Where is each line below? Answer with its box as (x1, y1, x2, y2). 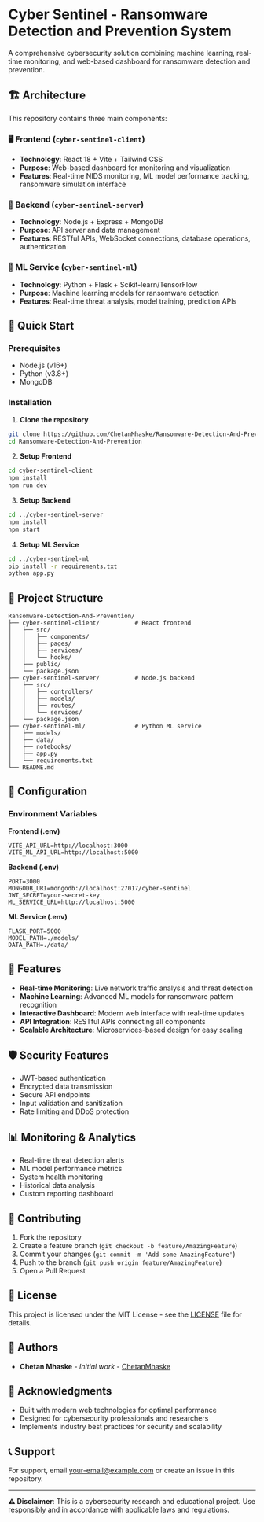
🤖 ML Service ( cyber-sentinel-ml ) (8, 262, 137, 273)
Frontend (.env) (8, 826, 60, 835)
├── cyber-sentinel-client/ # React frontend (8, 619, 192, 627)
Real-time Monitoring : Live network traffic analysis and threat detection (19, 983, 254, 993)
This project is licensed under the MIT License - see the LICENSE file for (8, 1310, 242, 1319)
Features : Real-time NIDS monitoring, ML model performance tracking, (19, 171, 250, 181)
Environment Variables (8, 809, 97, 820)
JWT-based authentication (19, 1074, 106, 1083)
